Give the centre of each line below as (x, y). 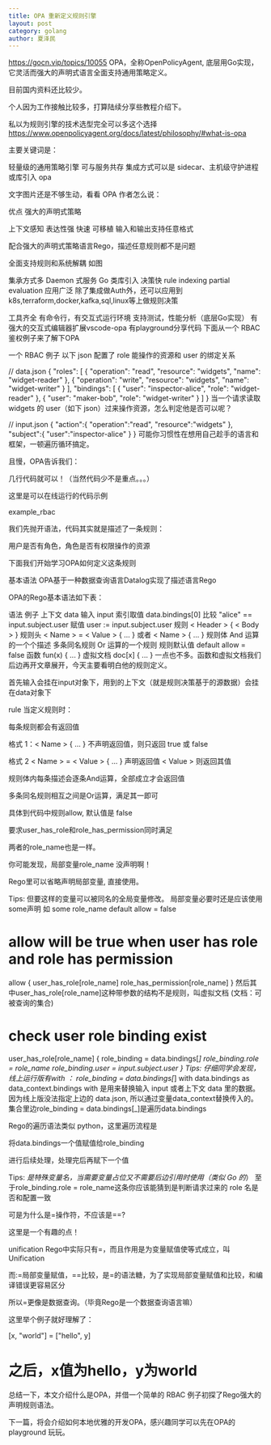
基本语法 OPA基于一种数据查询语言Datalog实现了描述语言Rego (112, 580)
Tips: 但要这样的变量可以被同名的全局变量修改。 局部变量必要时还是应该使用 (135, 899)
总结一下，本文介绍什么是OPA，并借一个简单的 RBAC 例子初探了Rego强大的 (135, 1395)
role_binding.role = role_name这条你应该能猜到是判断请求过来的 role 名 (133, 1188)
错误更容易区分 (40, 1285)
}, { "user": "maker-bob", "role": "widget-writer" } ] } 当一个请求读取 (148, 398)
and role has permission (91, 959)
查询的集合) (34, 1003)
